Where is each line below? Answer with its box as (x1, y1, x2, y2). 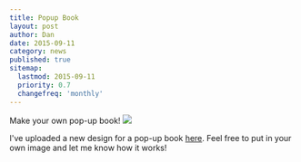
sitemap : (9, 64, 43, 73)
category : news (9, 47, 67, 56)
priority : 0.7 (17, 81, 71, 90)
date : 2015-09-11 (9, 38, 75, 48)
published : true (9, 55, 71, 64)
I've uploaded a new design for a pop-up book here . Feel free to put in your (9, 132, 292, 143)
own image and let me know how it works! (9, 142, 167, 153)
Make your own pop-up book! (9, 115, 121, 126)
